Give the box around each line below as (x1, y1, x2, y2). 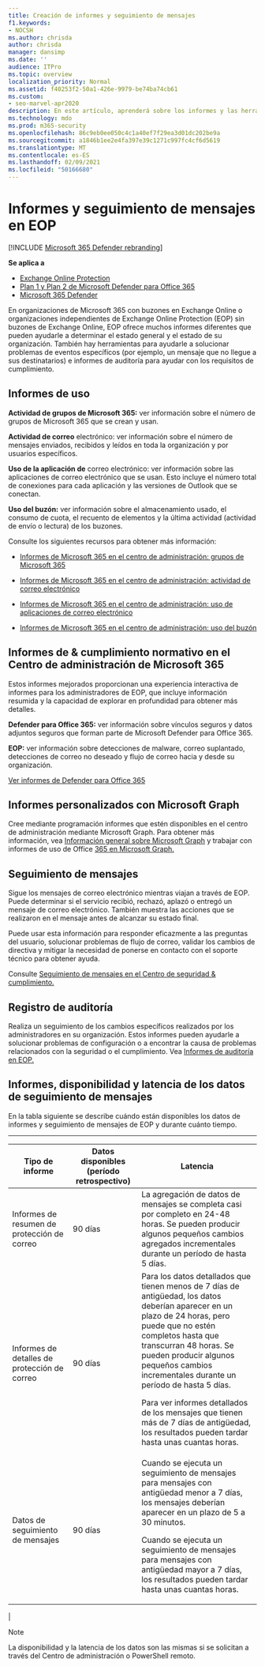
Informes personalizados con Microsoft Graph (8, 798, 240, 811)
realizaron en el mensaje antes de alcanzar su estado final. (8, 913, 200, 923)
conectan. (8, 489, 41, 499)
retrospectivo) (75, 1175, 131, 1186)
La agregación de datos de (141, 1188, 241, 1199)
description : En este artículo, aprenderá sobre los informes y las (8, 107, 238, 115)
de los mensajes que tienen (141, 1407, 243, 1418)
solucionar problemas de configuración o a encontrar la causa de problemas (8, 1038, 257, 1048)
